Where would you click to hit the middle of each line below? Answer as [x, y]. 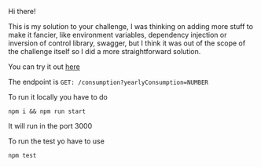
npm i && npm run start [47, 111]
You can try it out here [44, 67]
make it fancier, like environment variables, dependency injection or [118, 35]
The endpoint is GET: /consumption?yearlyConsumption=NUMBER [108, 82]
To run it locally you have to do [58, 97]
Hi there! [22, 11]
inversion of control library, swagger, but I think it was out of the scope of [127, 43]
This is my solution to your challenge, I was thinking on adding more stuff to [131, 26]
